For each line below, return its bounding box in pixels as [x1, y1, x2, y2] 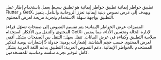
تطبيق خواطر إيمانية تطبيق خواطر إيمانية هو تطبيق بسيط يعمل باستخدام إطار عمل [5, 4, 153, 10]
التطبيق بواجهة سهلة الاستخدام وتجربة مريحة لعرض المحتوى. [5, 15, 114, 20]
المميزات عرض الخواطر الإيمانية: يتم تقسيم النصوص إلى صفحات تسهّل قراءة [5, 24, 144, 30]
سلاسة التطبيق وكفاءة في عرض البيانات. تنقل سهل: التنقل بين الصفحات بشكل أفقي [5, 34, 157, 40]
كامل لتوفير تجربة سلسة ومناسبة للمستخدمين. [5, 49, 89, 55]
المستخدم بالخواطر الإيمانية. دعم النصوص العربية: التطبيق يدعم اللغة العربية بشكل [5, 45, 153, 50]
